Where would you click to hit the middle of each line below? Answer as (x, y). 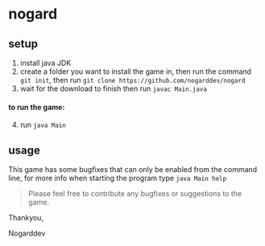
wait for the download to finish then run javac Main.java (114, 88)
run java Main (43, 125)
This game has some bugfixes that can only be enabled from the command (133, 170)
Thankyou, (26, 218)
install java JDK (46, 63)
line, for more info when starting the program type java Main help (118, 178)
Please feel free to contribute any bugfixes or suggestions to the (135, 194)
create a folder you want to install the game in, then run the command (136, 72)
